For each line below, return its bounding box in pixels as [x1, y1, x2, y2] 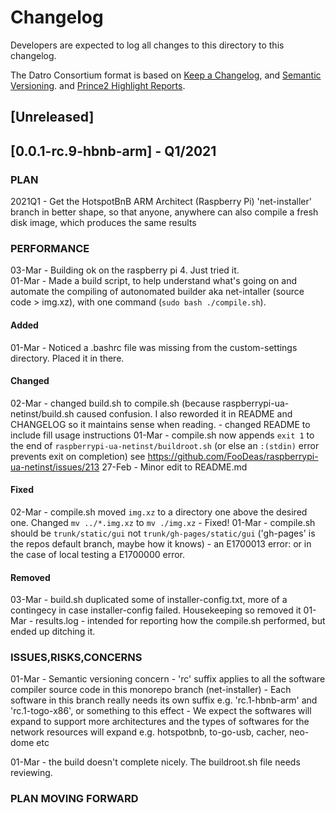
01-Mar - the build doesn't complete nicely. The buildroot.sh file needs [10, 756, 301, 768]
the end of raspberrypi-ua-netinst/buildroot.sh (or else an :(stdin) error [10, 439, 320, 451]
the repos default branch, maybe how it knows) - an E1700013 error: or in [10, 537, 312, 550]
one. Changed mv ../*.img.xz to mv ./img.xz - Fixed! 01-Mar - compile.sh [10, 516, 316, 528]
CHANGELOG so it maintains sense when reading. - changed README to [10, 418, 311, 430]
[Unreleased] [10, 109, 95, 126]
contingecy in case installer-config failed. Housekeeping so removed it [10, 604, 302, 616]
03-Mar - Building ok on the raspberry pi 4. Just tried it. [10, 264, 240, 276]
